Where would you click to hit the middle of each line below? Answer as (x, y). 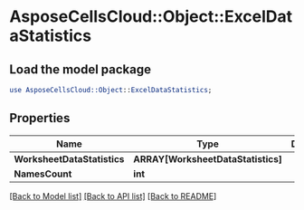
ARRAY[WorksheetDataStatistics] (208, 158)
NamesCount (43, 174)
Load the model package (81, 69)
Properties (40, 118)
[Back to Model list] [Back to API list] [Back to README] (113, 196)
